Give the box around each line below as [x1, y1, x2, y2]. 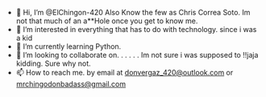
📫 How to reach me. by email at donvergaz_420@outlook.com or [15, 68, 234, 77]
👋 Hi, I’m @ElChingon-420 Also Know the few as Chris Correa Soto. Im [15, 8, 251, 17]
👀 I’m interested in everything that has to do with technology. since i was [15, 25, 257, 34]
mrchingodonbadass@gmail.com [15, 79, 127, 88]
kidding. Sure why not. [15, 59, 91, 68]
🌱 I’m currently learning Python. [15, 42, 122, 51]
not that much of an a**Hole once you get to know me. [15, 16, 198, 26]
